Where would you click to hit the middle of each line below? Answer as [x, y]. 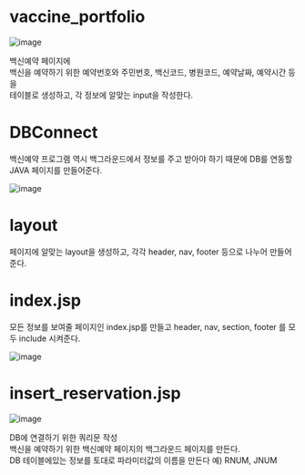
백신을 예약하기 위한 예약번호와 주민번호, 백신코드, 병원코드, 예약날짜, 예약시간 [148, 72]
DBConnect [54, 133]
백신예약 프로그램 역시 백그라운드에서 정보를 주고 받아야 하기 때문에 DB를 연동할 [151, 159]
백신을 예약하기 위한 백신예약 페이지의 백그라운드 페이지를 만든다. [125, 449]
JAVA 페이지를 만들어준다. [56, 170]
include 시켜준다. [50, 338]
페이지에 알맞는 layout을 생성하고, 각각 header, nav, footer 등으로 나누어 [139, 252]
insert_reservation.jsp [95, 393]
